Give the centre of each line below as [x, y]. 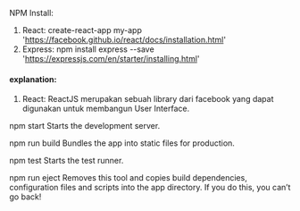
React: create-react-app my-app [82, 30]
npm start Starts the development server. [85, 126]
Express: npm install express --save [88, 49]
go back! [25, 197]
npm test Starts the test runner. [67, 161]
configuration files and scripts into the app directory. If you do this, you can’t [150, 188]
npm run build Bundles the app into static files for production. [122, 143]
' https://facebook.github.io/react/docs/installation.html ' [124, 40]
